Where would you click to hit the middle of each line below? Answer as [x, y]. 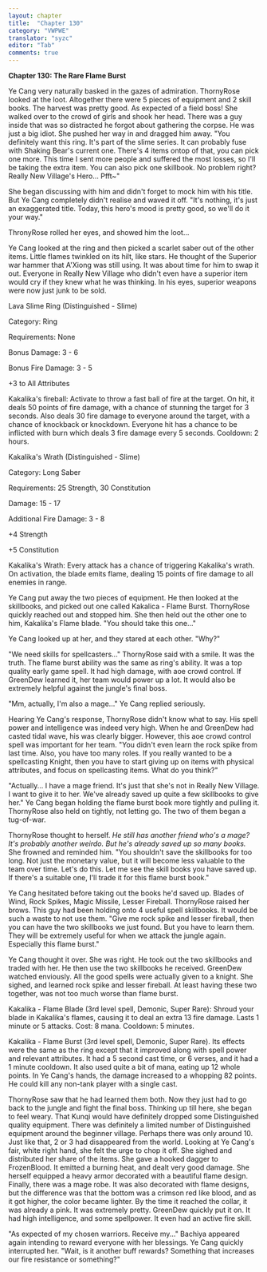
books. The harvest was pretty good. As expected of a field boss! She [123, 108]
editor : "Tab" [32, 46]
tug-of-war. [27, 819]
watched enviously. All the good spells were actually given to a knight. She [131, 977]
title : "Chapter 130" [46, 23]
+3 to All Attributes [39, 383]
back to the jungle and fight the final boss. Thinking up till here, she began [130, 1108]
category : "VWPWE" [39, 30]
